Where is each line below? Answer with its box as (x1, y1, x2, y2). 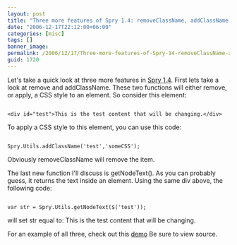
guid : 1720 (7, 56, 39, 64)
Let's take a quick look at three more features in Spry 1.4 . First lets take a (7, 76, 219, 84)
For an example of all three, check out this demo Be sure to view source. (7, 229, 218, 238)
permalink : (7, 50, 39, 57)
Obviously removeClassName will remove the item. (7, 155, 155, 163)
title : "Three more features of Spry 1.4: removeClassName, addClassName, (7, 17, 232, 24)
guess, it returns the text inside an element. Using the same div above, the (7, 176, 224, 184)
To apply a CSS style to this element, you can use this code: (7, 123, 182, 131)
